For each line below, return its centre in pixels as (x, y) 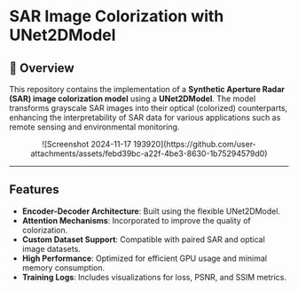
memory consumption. (63, 267)
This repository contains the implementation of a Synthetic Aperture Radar (147, 89)
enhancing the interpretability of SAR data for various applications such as (145, 118)
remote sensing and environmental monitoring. (94, 127)
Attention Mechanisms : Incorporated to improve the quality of (136, 220)
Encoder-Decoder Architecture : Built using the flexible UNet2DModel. (151, 211)
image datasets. (51, 248)
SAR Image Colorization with (117, 16)
